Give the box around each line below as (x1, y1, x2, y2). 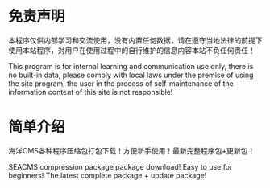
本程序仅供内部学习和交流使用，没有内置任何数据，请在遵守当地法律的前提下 (8, 35, 263, 45)
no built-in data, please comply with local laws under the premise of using (8, 70, 254, 80)
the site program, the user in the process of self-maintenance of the (8, 78, 234, 88)
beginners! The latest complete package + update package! (8, 170, 207, 180)
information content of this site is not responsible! (8, 87, 173, 96)
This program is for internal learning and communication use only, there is (8, 61, 254, 71)
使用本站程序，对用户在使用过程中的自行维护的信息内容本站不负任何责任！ (8, 45, 255, 55)
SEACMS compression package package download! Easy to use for (8, 161, 233, 171)
